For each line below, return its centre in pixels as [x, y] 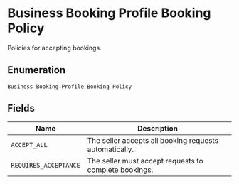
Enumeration [37, 70]
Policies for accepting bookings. [54, 48]
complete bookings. [120, 170]
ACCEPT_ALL [29, 145]
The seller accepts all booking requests [153, 140]
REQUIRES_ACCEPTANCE [46, 165]
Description [158, 128]
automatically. [111, 149]
